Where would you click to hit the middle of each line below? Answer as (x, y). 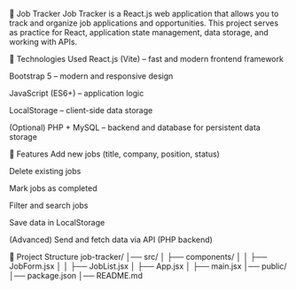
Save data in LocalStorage (57, 222)
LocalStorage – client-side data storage (81, 110)
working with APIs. (43, 42)
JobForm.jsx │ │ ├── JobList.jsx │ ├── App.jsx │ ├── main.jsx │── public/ (148, 266)
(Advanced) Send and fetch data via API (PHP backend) (111, 240)
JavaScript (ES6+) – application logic (77, 93)
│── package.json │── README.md (76, 275)
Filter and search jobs (49, 205)
